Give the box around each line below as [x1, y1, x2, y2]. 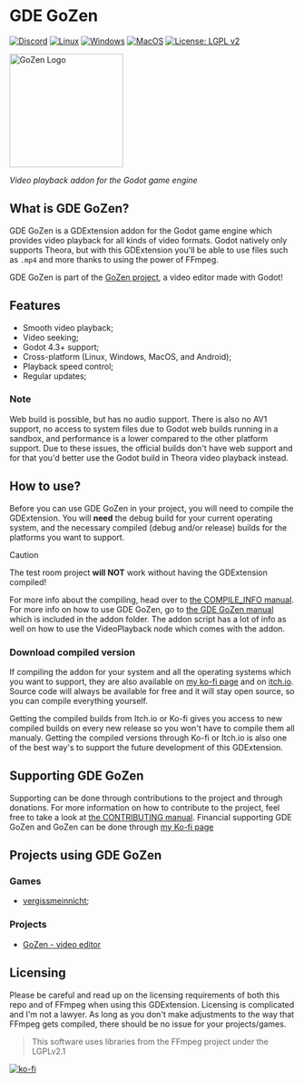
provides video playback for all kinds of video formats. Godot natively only [9, 234, 288, 245]
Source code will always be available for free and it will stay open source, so [9, 685, 295, 696]
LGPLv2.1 [31, 1046, 66, 1057]
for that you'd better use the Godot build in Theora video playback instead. [9, 452, 289, 463]
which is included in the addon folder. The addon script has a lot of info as [9, 613, 287, 624]
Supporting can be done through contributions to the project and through [9, 792, 283, 803]
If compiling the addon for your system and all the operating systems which [9, 666, 292, 677]
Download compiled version [9, 646, 136, 659]
